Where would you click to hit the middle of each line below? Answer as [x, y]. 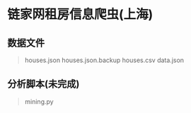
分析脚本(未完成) [44, 84]
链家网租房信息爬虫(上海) [80, 14]
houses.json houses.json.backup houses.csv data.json [104, 60]
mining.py [39, 101]
